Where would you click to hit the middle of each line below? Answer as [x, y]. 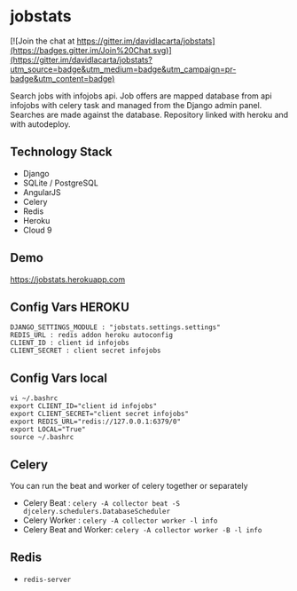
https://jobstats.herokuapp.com [68, 279]
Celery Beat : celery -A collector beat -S [102, 503]
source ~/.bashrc [42, 437]
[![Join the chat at [43, 41]
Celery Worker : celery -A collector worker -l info [120, 520]
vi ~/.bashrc [34, 398]
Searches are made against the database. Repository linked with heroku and [149, 114]
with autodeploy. [40, 124]
